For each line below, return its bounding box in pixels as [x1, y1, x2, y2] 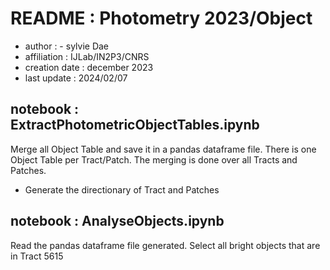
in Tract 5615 [10, 250, 64, 262]
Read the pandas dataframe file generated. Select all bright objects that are [10, 239, 321, 251]
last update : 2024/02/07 [24, 72, 128, 84]
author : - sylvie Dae [24, 40, 110, 52]
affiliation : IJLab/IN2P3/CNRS [24, 50, 150, 62]
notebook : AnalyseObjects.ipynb [10, 213, 225, 230]
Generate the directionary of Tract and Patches [24, 183, 220, 196]
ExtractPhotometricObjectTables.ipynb [10, 117, 260, 134]
